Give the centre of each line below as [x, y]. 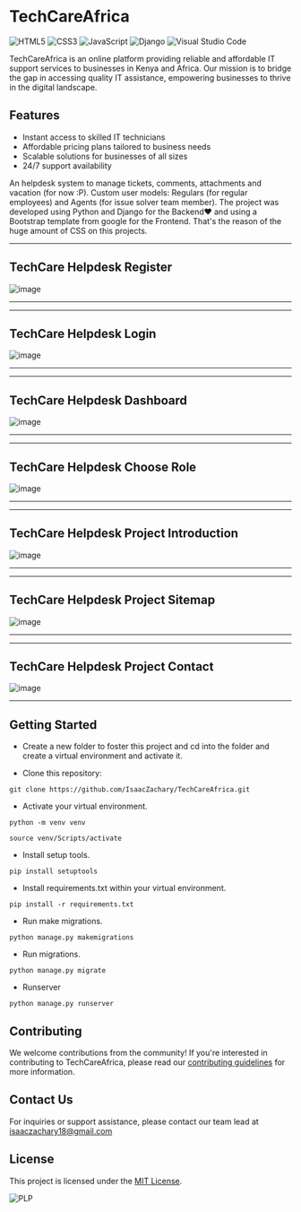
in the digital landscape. [53, 87]
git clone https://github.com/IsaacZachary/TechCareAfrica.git [130, 790]
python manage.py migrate [57, 971]
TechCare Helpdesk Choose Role [103, 467]
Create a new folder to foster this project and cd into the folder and [146, 747]
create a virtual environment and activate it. [103, 756]
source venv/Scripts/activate [66, 839]
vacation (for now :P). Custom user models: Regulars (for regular [129, 192]
